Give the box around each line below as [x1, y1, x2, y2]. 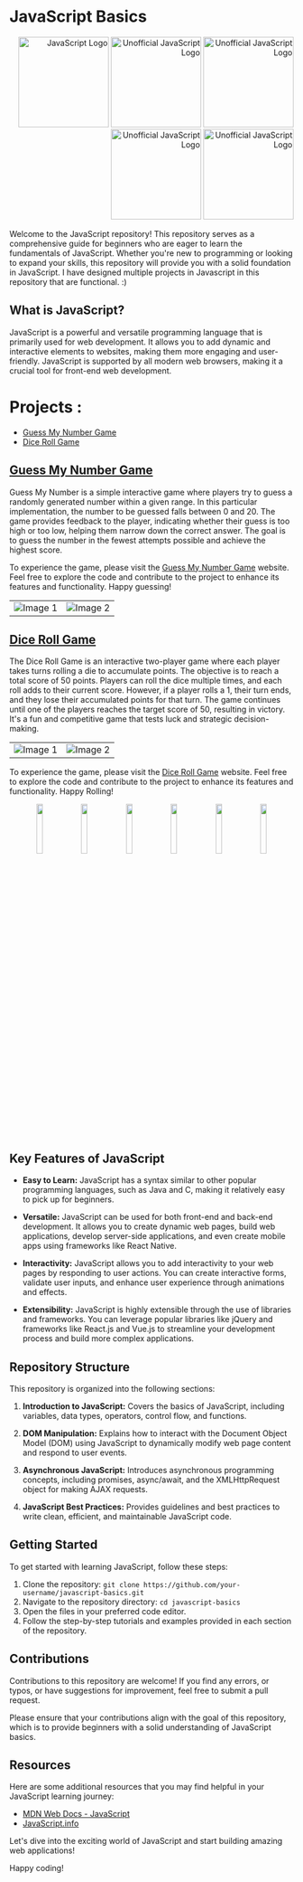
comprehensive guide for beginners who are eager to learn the [9, 238, 243, 249]
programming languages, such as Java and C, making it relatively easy [22, 1185, 286, 1196]
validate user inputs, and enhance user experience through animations [22, 1277, 285, 1288]
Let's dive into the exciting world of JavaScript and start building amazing [9, 1836, 283, 1847]
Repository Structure [9, 1359, 131, 1375]
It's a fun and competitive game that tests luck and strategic [9, 714, 233, 724]
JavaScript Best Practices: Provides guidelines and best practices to [22, 1501, 280, 1512]
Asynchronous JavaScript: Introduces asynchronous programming [22, 1464, 275, 1475]
